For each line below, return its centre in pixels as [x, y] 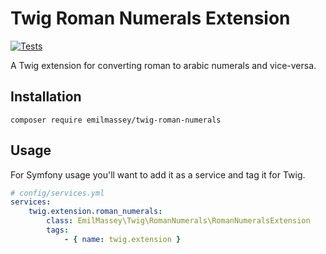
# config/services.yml [57, 193]
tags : [58, 230]
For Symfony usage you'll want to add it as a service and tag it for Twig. [158, 174]
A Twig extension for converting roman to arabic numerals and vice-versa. [163, 65]
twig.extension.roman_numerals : [95, 212]
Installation [46, 97]
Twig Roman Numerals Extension [150, 18]
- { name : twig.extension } [122, 239]
